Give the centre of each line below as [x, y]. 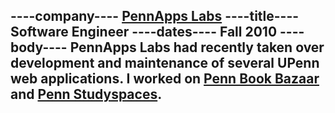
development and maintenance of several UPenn [165, 63]
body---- [39, 47]
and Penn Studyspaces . [86, 94]
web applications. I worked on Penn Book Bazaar [165, 79]
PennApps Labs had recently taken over [197, 47]
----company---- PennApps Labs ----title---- [155, 16]
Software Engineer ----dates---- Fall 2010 [144, 32]
